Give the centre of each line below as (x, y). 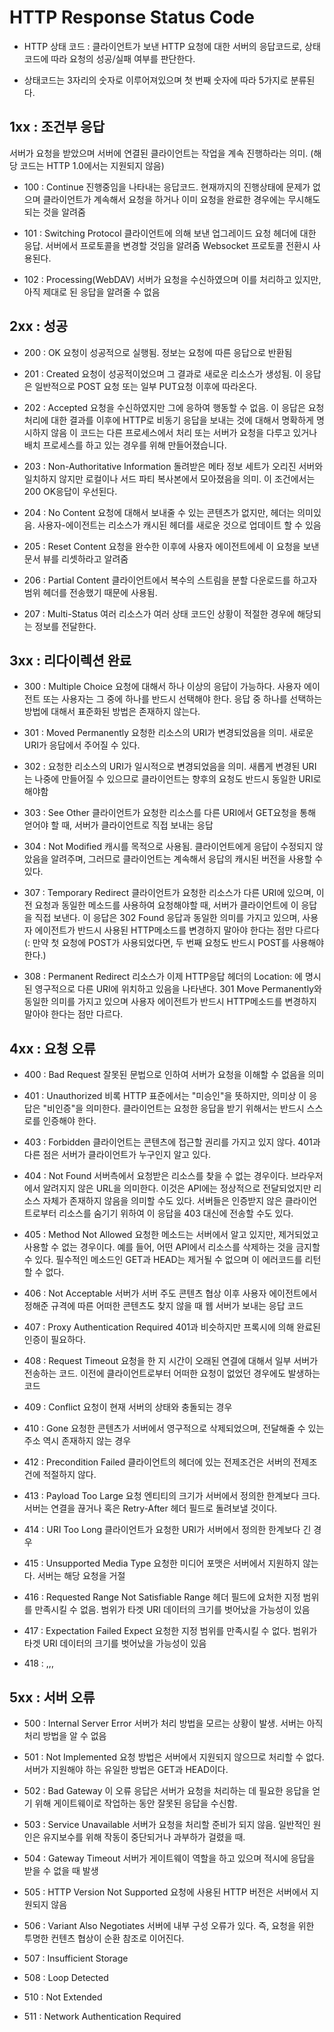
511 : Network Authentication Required (102, 2016)
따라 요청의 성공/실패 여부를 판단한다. (123, 58)
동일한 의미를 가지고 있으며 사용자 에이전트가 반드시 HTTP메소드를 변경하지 (170, 1002)
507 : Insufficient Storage (76, 1958)
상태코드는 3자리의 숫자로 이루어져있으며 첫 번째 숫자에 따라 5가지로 (156, 80)
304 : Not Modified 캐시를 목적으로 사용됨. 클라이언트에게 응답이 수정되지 (168, 847)
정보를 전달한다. (65, 626)
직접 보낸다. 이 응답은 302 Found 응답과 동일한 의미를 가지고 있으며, (167, 918)
